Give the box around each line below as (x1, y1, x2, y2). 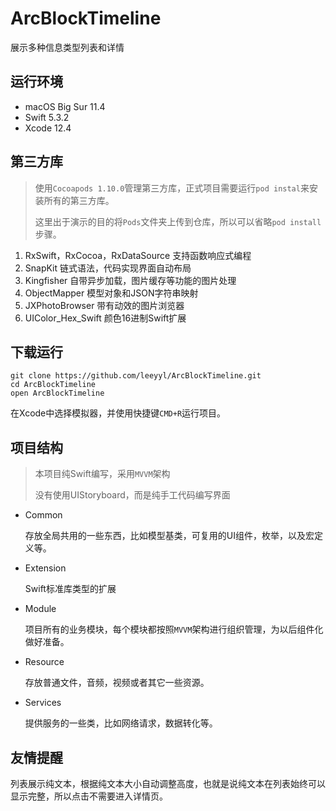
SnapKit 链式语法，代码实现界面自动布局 (24, 262, 192, 274)
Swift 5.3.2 (24, 111, 70, 123)
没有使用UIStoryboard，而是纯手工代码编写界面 (34, 489, 231, 501)
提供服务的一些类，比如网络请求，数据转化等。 (24, 717, 218, 729)
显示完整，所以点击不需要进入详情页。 (10, 790, 168, 802)
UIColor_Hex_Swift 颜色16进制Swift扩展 (24, 312, 187, 324)
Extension (24, 562, 67, 574)
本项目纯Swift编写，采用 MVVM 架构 (34, 468, 171, 480)
